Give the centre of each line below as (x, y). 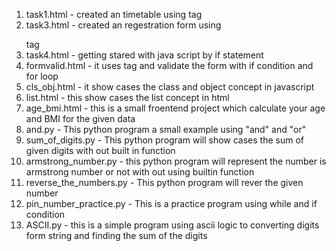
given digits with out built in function (100, 150)
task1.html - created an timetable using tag (114, 14)
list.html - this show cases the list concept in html (127, 97)
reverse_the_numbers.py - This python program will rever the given (164, 182)
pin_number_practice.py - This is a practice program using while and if (171, 203)
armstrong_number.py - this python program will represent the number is (176, 161)
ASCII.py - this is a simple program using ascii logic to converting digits (172, 225)
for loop (42, 76)
